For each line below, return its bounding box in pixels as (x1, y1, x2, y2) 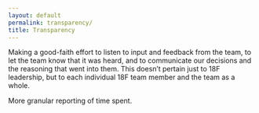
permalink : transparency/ (8, 19, 93, 27)
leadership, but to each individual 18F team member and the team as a (8, 72, 235, 82)
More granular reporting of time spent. (8, 96, 133, 106)
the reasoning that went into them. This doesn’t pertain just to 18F (8, 64, 221, 74)
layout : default (8, 11, 61, 20)
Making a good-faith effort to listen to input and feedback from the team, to (8, 48, 252, 57)
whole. (8, 81, 30, 90)
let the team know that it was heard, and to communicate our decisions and (8, 56, 252, 65)
